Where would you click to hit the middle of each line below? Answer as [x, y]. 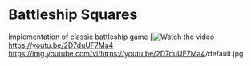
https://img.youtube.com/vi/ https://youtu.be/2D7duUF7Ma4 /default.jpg [126, 53]
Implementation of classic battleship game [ [81, 37]
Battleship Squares [73, 15]
